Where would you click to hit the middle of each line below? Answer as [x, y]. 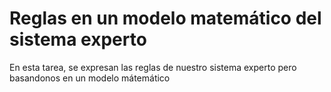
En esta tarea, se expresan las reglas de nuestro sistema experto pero [153, 67]
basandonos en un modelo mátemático [90, 78]
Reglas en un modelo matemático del [165, 18]
